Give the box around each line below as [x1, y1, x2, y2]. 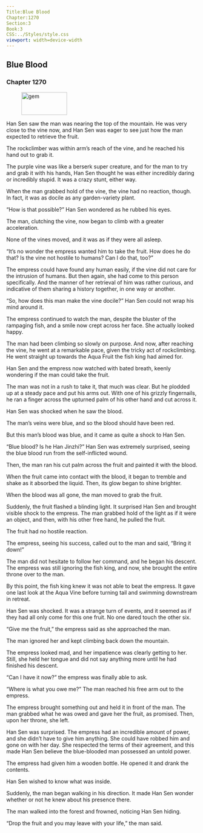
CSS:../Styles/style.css [6, 32, 69, 38]
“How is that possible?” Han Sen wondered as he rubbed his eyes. [6, 206, 171, 213]
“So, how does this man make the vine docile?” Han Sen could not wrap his [6, 297, 194, 304]
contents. [6, 766, 30, 773]
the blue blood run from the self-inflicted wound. [6, 449, 128, 457]
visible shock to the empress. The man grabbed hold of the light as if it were [6, 509, 197, 517]
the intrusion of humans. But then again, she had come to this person [6, 272, 179, 280]
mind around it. [6, 303, 44, 311]
